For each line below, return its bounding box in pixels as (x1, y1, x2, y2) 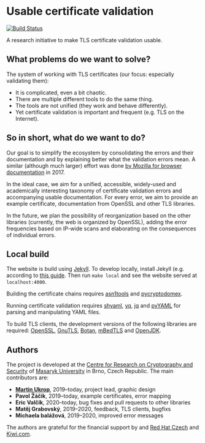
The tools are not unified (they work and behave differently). (15, 102, 168, 109)
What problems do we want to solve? (6, 54, 151, 65)
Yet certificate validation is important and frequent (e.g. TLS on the (15, 108, 185, 116)
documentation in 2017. (6, 168, 65, 176)
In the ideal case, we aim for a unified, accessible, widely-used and (6, 180, 177, 187)
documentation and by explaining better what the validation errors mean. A (6, 155, 196, 163)
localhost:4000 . (6, 278, 47, 286)
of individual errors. (6, 231, 56, 238)
